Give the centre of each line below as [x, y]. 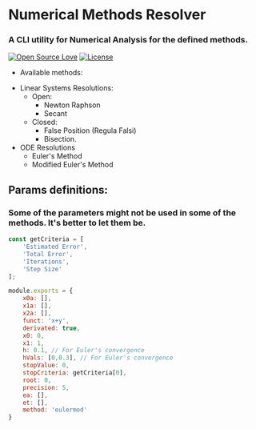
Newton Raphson [72, 105]
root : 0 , [37, 380]
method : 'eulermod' [55, 410]
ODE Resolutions [48, 148]
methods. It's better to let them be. [77, 223]
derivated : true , [52, 328]
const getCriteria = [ [46, 239]
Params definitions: [58, 190]
